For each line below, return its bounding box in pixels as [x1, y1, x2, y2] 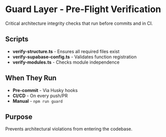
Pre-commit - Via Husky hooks [12, 87, 78, 93]
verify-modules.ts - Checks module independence [12, 59, 120, 65]
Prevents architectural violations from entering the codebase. [5, 126, 133, 132]
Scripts [5, 35, 29, 43]
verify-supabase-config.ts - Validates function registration [12, 54, 137, 60]
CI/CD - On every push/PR [12, 93, 68, 99]
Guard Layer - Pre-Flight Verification [5, 4, 161, 15]
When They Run [5, 74, 57, 82]
